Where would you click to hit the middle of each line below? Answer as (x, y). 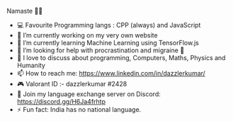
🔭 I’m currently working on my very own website (87, 35)
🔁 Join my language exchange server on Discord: (89, 94)
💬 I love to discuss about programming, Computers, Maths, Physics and (121, 58)
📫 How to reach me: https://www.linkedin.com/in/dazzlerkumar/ (111, 73)
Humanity (31, 65)
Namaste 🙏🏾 (25, 11)
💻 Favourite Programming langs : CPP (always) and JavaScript (109, 25)
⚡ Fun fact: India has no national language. (79, 109)
